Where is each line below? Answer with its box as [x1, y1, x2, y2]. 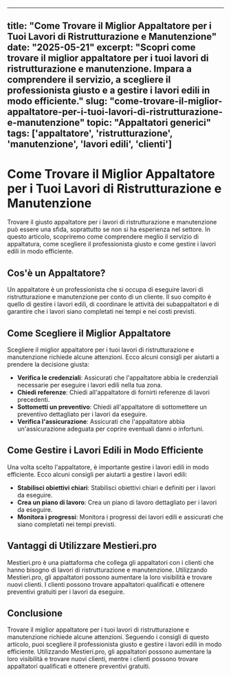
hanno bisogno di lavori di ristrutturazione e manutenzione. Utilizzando [7, 566, 208, 574]
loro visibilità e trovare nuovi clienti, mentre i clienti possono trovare [7, 655, 199, 663]
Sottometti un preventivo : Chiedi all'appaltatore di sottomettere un [16, 402, 208, 411]
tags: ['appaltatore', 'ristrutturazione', [7, 128, 173, 140]
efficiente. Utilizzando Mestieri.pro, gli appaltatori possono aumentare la [7, 647, 212, 656]
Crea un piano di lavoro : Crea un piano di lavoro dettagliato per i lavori [16, 498, 217, 506]
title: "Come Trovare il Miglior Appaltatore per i [7, 20, 212, 32]
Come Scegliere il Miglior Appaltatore [7, 327, 171, 339]
